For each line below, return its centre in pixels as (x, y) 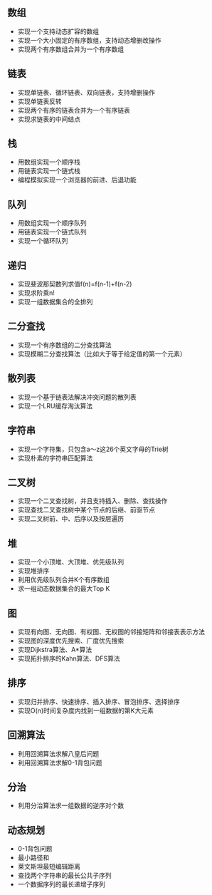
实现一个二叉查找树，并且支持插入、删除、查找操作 (92, 501)
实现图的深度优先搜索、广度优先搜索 (71, 641)
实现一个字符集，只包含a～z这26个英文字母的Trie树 (93, 449)
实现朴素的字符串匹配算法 (55, 457)
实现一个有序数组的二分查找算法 (64, 345)
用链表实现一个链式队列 (52, 232)
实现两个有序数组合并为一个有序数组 (71, 49)
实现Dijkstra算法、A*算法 (55, 649)
